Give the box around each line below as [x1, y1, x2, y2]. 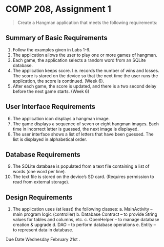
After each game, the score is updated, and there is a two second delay [12, 83, 157, 89]
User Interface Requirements [5, 103, 96, 111]
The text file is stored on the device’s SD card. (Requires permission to [12, 174, 154, 180]
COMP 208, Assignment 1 [5, 3, 111, 15]
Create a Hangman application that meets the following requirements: [17, 20, 158, 25]
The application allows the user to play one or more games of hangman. [12, 52, 158, 58]
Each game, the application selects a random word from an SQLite [12, 57, 146, 63]
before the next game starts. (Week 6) [12, 88, 90, 94]
